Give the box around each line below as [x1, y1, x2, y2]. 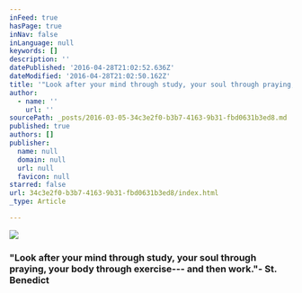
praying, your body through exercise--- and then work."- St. [9, 262, 278, 275]
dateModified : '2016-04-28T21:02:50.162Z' [9, 72, 171, 81]
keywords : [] [9, 47, 58, 56]
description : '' [9, 55, 70, 64]
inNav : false [9, 30, 58, 39]
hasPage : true [9, 22, 63, 31]
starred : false [9, 181, 67, 190]
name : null [17, 146, 58, 155]
